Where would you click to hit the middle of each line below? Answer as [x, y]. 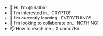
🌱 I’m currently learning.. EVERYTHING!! [51, 18]
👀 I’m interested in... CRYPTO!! [41, 13]
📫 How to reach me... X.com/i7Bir [45, 28]
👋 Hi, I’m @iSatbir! [28, 8]
